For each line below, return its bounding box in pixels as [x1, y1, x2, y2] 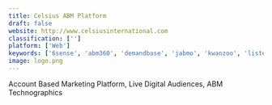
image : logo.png [8, 57, 63, 65]
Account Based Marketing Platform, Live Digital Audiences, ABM [8, 78, 223, 89]
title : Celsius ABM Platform [8, 11, 107, 20]
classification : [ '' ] [8, 34, 82, 43]
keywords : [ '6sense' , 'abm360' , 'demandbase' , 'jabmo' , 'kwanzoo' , [8, 49, 241, 57]
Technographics [8, 87, 63, 97]
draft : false [8, 19, 53, 27]
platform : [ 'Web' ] [8, 42, 70, 50]
